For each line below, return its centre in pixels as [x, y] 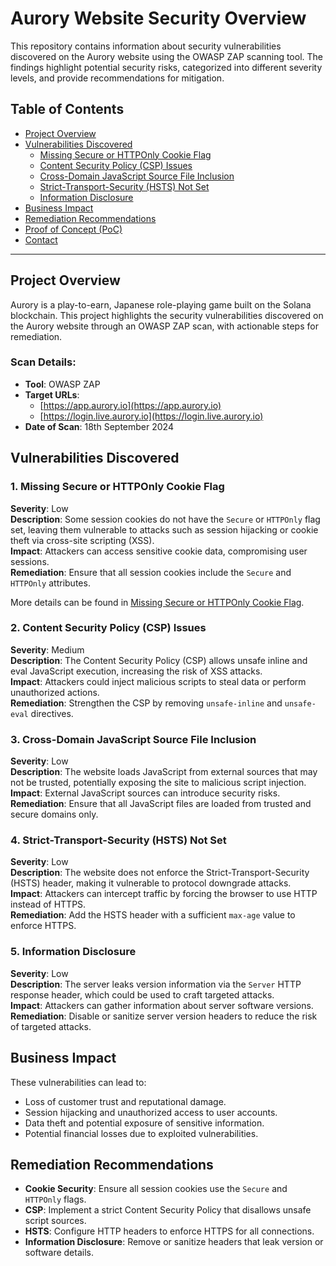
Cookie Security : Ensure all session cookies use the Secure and [156, 1189]
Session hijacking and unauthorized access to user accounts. [151, 1112]
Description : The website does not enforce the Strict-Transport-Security [160, 873]
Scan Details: [43, 362]
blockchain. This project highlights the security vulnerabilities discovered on [167, 315]
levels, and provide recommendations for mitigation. [117, 78]
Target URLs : [52, 394]
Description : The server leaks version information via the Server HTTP [156, 984]
